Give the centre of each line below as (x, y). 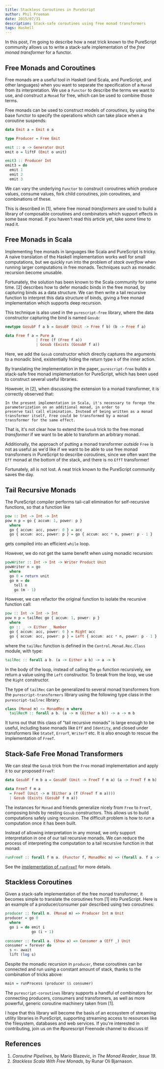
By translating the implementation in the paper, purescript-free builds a (78, 369)
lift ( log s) (23, 955)
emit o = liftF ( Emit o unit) (36, 152)
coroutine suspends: (26, 121)
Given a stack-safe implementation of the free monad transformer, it (74, 894)
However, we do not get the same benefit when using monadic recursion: (79, 553)
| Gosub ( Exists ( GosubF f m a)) (44, 798)
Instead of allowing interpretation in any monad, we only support (70, 832)
